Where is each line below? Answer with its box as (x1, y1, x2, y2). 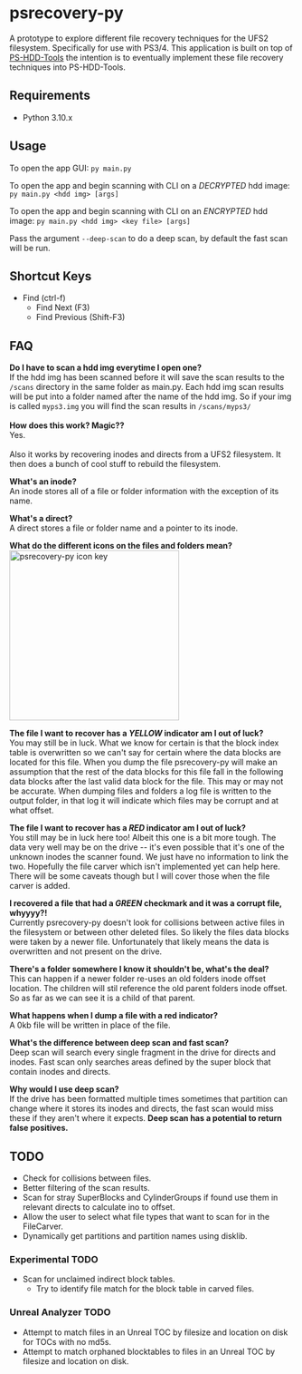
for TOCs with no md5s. (22, 1336, 111, 1347)
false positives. (9, 1123, 69, 1134)
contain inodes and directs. (9, 1067, 111, 1077)
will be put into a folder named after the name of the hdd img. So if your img (9, 391, 292, 402)
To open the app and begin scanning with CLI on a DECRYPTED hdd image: (9, 180, 291, 190)
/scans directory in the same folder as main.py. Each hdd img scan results (9, 382, 285, 393)
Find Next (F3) (35, 302, 90, 313)
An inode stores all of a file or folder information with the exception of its (9, 486, 279, 497)
